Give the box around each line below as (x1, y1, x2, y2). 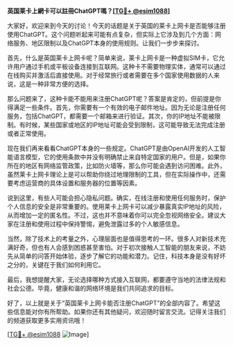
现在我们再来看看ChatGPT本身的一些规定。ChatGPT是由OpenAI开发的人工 (7, 144, 220, 152)
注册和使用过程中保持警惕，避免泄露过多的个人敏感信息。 (19, 220, 184, 228)
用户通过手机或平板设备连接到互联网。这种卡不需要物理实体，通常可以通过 (12, 63, 226, 70)
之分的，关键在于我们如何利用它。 (7, 261, 105, 268)
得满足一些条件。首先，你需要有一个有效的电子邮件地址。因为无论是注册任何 (7, 104, 226, 111)
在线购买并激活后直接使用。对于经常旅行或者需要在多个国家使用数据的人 (7, 71, 214, 79)
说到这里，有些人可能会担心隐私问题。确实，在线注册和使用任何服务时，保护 (7, 194, 226, 202)
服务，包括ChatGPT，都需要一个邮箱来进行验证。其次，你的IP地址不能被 (7, 112, 215, 120)
